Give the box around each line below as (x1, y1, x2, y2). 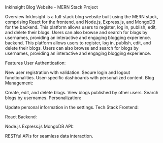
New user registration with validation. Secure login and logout (5, 70, 130, 75)
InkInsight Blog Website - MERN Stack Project (5, 4, 98, 10)
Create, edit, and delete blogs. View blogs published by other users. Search (5, 90, 159, 95)
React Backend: (5, 114, 37, 120)
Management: (5, 80, 33, 86)
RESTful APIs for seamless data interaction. (5, 133, 94, 139)
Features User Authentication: (5, 60, 66, 66)
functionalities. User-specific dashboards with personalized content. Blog (5, 75, 154, 80)
